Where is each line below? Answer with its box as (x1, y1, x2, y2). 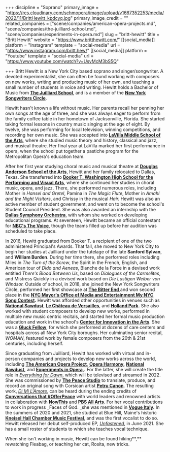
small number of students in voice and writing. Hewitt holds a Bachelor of (5, 84, 159, 90)
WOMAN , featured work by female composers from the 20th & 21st (5, 335, 146, 341)
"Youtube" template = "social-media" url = (5, 53, 94, 59)
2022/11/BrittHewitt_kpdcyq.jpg (5, 15, 71, 21)
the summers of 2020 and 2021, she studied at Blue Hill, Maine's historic (5, 410, 157, 415)
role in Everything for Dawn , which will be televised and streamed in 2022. (5, 372, 161, 378)
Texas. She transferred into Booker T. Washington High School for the (5, 174, 153, 180)
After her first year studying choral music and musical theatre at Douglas (5, 164, 158, 169)
